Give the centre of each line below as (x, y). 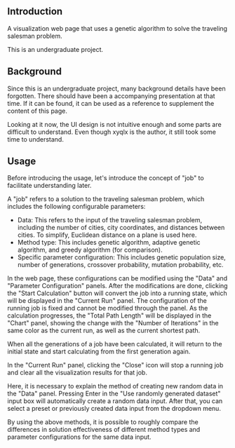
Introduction (35, 12)
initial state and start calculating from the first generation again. (99, 352)
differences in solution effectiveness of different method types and (104, 430)
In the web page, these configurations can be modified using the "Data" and (117, 278)
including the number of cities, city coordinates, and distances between (121, 228)
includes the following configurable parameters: (76, 207)
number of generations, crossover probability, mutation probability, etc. (120, 265)
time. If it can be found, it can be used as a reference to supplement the (111, 103)
